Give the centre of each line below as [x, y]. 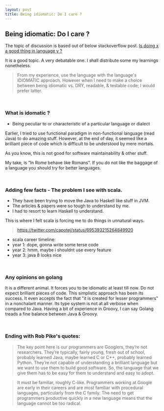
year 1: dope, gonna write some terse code [55, 244]
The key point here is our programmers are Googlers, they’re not [82, 347]
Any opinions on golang [34, 277]
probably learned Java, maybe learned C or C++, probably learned [84, 357]
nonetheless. [18, 66]
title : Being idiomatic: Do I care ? [44, 14]
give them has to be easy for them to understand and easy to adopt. [86, 373]
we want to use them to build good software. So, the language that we [88, 367]
